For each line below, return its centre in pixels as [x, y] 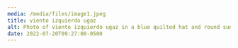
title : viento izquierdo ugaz [52, 20]
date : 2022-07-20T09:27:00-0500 [55, 34]
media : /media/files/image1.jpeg [57, 14]
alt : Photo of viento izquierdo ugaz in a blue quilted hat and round [114, 27]
